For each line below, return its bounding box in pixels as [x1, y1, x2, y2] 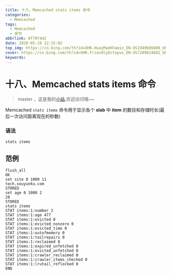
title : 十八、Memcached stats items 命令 [5, 7, 91, 13]
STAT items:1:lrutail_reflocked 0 [5, 262, 79, 267]
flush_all [5, 168, 26, 173]
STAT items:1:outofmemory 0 [5, 230, 65, 236]
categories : [5, 12, 31, 17]
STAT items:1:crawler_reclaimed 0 [5, 253, 79, 258]
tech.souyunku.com [5, 181, 44, 186]
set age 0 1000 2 [5, 190, 42, 196]
